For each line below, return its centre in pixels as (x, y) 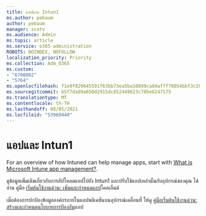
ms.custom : (20, 69)
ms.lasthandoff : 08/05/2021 (42, 109)
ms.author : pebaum (30, 18)
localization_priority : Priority (49, 58)
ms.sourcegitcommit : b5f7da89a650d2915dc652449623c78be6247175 (89, 92)
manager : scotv (26, 29)
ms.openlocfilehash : (33, 87)
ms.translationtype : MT (37, 98)
